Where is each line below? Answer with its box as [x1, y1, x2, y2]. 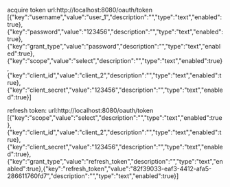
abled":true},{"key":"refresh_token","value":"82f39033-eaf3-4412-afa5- [7, 164, 211, 173]
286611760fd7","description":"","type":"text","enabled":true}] [7, 172, 179, 180]
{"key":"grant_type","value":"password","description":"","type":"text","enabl [7, 42, 221, 50]
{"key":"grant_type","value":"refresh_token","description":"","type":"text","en [7, 158, 223, 165]
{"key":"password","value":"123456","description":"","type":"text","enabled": [7, 27, 224, 36]
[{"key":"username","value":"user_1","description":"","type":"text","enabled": [7, 13, 222, 21]
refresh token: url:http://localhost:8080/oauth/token [7, 106, 154, 114]
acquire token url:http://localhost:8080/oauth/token [7, 6, 153, 14]
